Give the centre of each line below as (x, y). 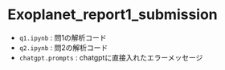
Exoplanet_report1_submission (112, 15)
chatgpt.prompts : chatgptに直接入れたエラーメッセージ (111, 57)
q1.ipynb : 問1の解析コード (63, 37)
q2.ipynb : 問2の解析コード (63, 47)
